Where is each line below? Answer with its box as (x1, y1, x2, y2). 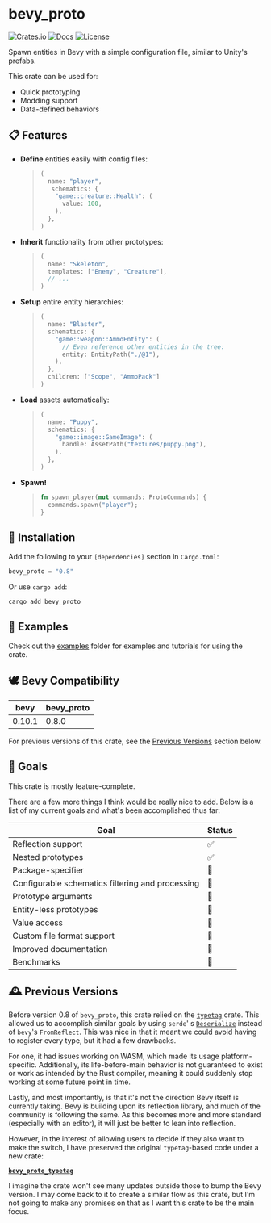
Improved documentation (12, 943, 108, 954)
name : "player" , (47, 177, 102, 186)
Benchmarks (12, 956, 60, 967)
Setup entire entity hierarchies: (19, 297, 123, 307)
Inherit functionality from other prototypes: (19, 237, 164, 246)
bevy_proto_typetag (8, 1167, 74, 1175)
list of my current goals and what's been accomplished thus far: (8, 805, 220, 815)
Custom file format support (12, 930, 115, 941)
